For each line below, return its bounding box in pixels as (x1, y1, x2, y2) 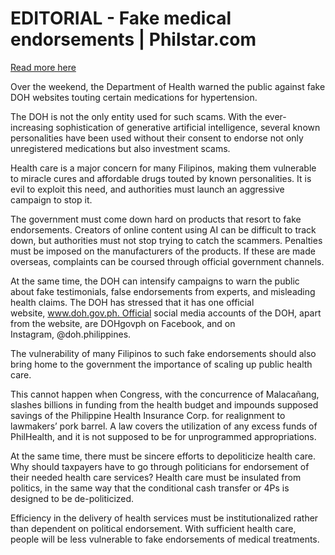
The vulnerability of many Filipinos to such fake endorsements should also (10, 347, 317, 359)
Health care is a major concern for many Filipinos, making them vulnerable (10, 162, 317, 174)
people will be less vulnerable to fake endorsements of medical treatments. (10, 533, 320, 545)
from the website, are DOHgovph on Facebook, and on (10, 317, 236, 329)
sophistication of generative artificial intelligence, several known (55, 121, 321, 133)
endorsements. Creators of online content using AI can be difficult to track (10, 223, 317, 236)
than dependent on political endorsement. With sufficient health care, (10, 522, 297, 534)
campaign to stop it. (10, 193, 93, 206)
